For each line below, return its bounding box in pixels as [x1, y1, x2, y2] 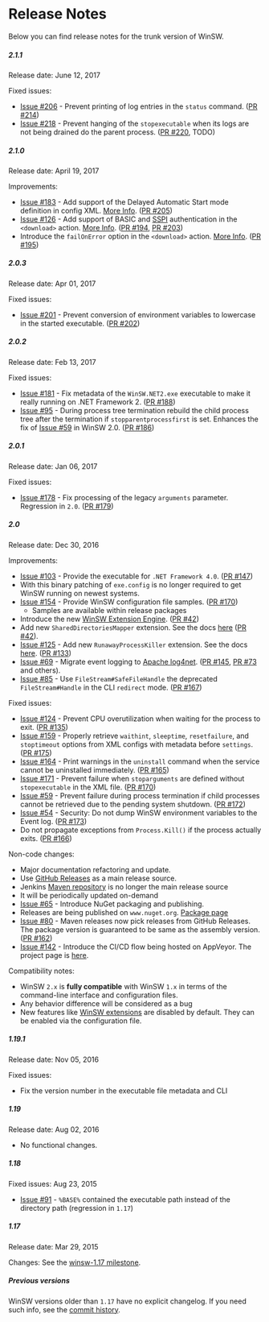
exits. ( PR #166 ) [19, 833, 72, 843]
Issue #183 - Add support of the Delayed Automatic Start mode [19, 197, 229, 206]
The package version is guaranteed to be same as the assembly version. [19, 924, 261, 935]
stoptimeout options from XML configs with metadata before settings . [19, 739, 254, 749]
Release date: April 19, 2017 [8, 166, 100, 176]
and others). [19, 665, 61, 675]
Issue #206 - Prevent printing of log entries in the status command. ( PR [19, 102, 259, 111]
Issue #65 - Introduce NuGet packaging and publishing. [19, 899, 205, 909]
